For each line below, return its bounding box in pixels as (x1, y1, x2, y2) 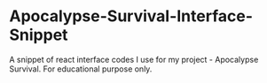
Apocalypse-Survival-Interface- (9, 6, 254, 26)
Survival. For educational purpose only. (9, 64, 153, 74)
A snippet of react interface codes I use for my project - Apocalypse (9, 54, 259, 64)
